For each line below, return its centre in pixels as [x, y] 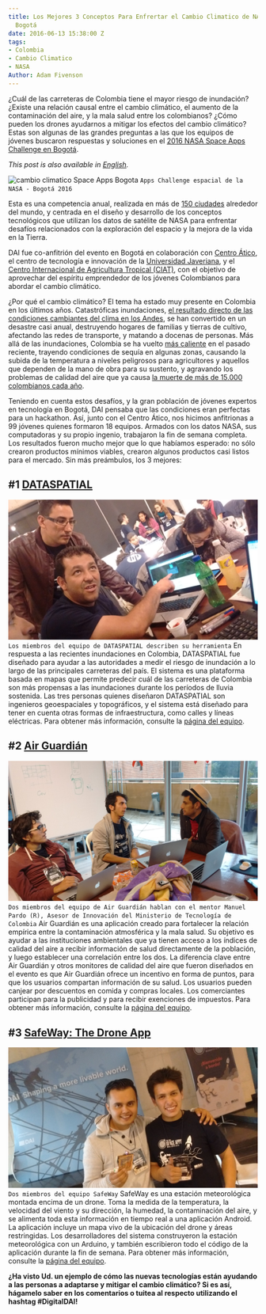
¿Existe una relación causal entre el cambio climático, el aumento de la [123, 107]
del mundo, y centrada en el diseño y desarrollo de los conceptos [115, 212]
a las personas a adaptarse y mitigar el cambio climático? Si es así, [120, 1284]
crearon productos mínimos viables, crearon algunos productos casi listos [129, 451]
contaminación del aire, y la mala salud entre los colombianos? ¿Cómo [123, 116]
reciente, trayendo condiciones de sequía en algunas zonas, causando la [127, 351]
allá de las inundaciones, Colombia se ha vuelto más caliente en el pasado [129, 344]
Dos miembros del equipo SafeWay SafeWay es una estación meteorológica [129, 1193]
